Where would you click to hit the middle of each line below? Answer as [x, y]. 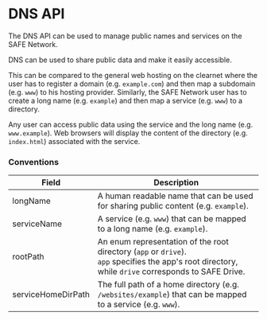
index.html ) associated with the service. [74, 141]
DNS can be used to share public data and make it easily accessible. [120, 60]
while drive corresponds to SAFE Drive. [171, 271]
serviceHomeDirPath [51, 295]
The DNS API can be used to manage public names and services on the [125, 36]
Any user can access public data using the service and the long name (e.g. [131, 124]
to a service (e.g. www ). [139, 305]
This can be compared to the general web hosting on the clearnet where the [133, 75]
